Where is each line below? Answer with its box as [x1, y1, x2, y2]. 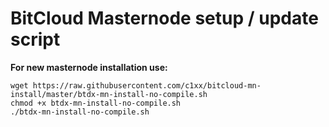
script [10, 28, 61, 51]
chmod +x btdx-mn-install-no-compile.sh [10, 98, 182, 108]
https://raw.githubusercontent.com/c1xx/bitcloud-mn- [32, 80, 262, 91]
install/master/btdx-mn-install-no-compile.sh [10, 89, 208, 99]
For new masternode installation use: [10, 61, 168, 73]
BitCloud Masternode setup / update [10, 7, 319, 30]
